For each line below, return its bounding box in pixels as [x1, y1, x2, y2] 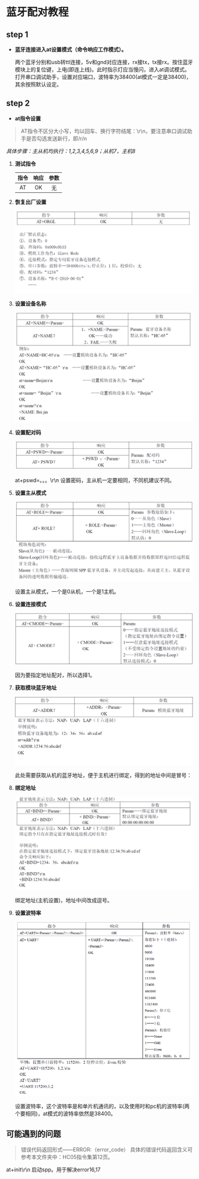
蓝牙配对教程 [6, 5, 70, 19]
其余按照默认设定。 [14, 81, 62, 88]
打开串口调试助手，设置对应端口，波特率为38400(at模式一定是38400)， [14, 74, 192, 80]
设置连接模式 [14, 601, 46, 608]
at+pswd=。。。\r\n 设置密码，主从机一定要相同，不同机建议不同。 [14, 477, 175, 484]
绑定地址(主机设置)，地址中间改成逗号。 [14, 897, 113, 904]
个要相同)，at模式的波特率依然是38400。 [14, 1110, 116, 1117]
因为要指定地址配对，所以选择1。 [14, 671, 96, 679]
